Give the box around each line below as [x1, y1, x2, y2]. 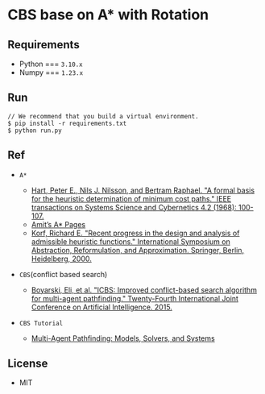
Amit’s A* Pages [31, 219, 86, 229]
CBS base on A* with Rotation [7, 6, 209, 24]
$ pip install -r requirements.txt [7, 119, 127, 127]
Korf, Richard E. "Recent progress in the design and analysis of [31, 228, 240, 238]
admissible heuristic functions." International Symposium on [31, 236, 230, 247]
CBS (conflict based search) [19, 269, 108, 279]
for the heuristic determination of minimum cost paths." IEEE [31, 193, 231, 203]
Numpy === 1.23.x [19, 68, 84, 77]
